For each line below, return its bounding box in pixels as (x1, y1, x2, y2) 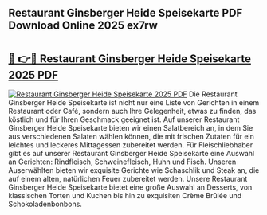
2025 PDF (8, 68, 58, 82)
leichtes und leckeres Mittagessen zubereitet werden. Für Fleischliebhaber (8, 140, 253, 150)
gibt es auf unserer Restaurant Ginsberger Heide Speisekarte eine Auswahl (8, 149, 255, 158)
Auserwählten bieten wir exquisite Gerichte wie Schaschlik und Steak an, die (8, 166, 260, 174)
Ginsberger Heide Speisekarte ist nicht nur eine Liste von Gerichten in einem (8, 98, 260, 107)
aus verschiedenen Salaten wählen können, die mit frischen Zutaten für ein (8, 131, 255, 141)
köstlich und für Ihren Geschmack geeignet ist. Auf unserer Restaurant (8, 115, 240, 124)
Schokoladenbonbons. (8, 199, 82, 209)
